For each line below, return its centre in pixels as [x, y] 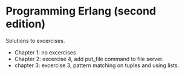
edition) [26, 24]
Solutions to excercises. [35, 41]
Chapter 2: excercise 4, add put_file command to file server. [89, 59]
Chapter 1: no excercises [45, 52]
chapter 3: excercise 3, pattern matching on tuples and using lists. [97, 65]
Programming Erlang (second [81, 11]
